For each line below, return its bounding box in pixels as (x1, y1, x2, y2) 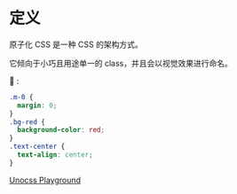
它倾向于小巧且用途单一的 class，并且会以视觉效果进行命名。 (9, 58, 233, 68)
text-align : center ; (17, 151, 93, 159)
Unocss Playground (9, 175, 82, 185)
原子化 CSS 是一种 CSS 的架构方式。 (9, 39, 144, 50)
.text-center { (9, 143, 66, 151)
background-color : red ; (17, 126, 105, 135)
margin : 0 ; (17, 101, 58, 110)
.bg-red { (9, 117, 46, 127)
